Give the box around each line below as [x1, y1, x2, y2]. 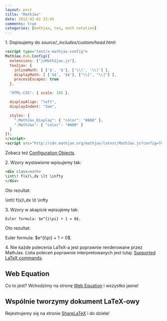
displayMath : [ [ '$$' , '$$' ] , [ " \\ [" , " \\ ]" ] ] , [14, 72, 117, 77]
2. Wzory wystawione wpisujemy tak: [5, 159, 82, 165]
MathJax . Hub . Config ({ [5, 54, 50, 59]
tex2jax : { [9, 63, 32, 68]
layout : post [5, 7, 32, 12]
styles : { [9, 113, 30, 118]
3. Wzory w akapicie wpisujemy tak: [5, 207, 79, 213]
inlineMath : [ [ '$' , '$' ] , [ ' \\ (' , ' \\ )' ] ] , [14, 68, 110, 73]
